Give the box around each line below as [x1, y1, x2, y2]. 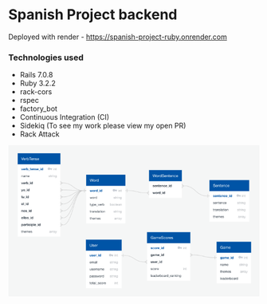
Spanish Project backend [8, 6, 178, 24]
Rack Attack [19, 129, 60, 139]
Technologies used [8, 52, 84, 63]
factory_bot [19, 104, 58, 113]
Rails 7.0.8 [19, 70, 53, 80]
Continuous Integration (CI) [19, 113, 110, 122]
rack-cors [19, 87, 53, 97]
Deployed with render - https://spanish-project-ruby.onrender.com [8, 32, 227, 41]
